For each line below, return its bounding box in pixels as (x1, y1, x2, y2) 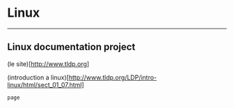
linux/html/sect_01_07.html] (7, 80, 85, 88)
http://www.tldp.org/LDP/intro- (68, 73, 157, 82)
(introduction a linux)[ (7, 73, 70, 82)
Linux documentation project (7, 41, 136, 53)
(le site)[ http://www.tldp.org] (7, 59, 89, 68)
